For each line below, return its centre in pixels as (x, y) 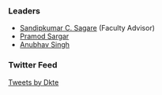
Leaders (24, 11)
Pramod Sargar (44, 36)
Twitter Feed (33, 65)
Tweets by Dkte (34, 82)
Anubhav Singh (44, 45)
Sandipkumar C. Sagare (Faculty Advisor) (87, 28)
